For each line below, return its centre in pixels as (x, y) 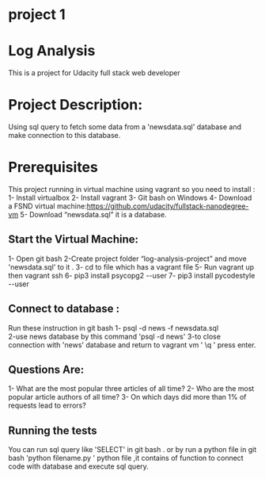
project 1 (37, 15)
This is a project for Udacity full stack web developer (94, 73)
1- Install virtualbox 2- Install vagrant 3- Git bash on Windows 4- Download (130, 197)
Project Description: (76, 105)
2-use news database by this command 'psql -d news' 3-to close (115, 336)
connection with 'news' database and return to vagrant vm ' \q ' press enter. (132, 345)
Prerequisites (53, 167)
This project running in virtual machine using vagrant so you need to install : (132, 189)
